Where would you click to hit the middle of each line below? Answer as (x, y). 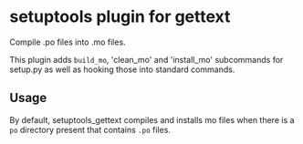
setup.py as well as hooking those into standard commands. (122, 69)
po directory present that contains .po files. (90, 129)
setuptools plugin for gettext (120, 17)
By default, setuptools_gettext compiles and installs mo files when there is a (152, 119)
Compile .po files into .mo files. (68, 42)
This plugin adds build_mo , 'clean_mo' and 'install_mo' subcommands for (146, 59)
